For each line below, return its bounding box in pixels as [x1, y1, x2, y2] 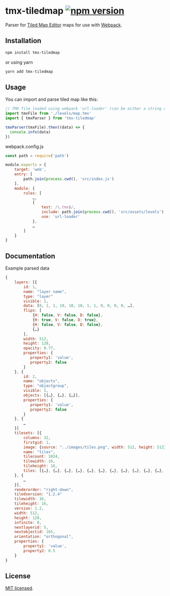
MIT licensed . [5, 585, 34, 591]
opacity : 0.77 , [23, 346, 56, 351]
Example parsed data [5, 265, 50, 271]
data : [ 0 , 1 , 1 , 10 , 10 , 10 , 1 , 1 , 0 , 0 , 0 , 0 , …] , [23, 303, 135, 309]
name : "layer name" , [23, 289, 67, 294]
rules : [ [23, 191, 42, 196]
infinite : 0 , [14, 520, 42, 525]
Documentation [5, 251, 56, 260]
